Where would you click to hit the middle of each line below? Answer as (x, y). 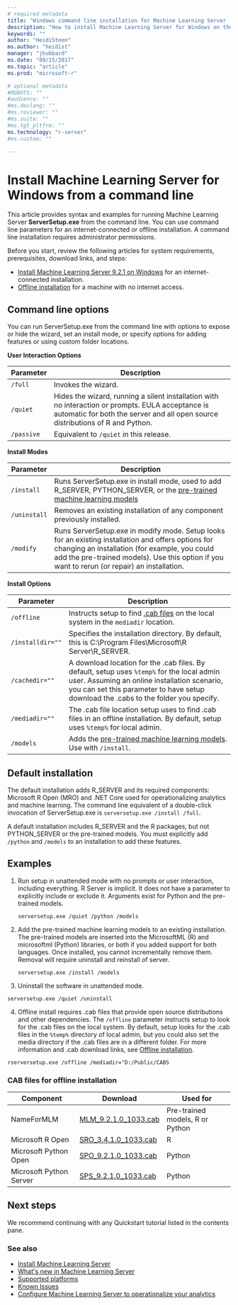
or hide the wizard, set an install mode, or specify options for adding (107, 334)
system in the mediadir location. (121, 622)
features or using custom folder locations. (68, 341)
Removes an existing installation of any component (138, 511)
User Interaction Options (44, 356)
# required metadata (38, 14)
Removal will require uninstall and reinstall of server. (93, 959)
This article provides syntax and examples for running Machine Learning (113, 215)
